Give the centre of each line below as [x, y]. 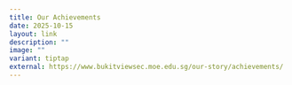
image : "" [28, 50]
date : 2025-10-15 [41, 26]
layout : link [33, 34]
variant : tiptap [39, 58]
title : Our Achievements [55, 17]
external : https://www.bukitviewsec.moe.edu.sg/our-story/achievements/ [146, 67]
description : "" [39, 42]
